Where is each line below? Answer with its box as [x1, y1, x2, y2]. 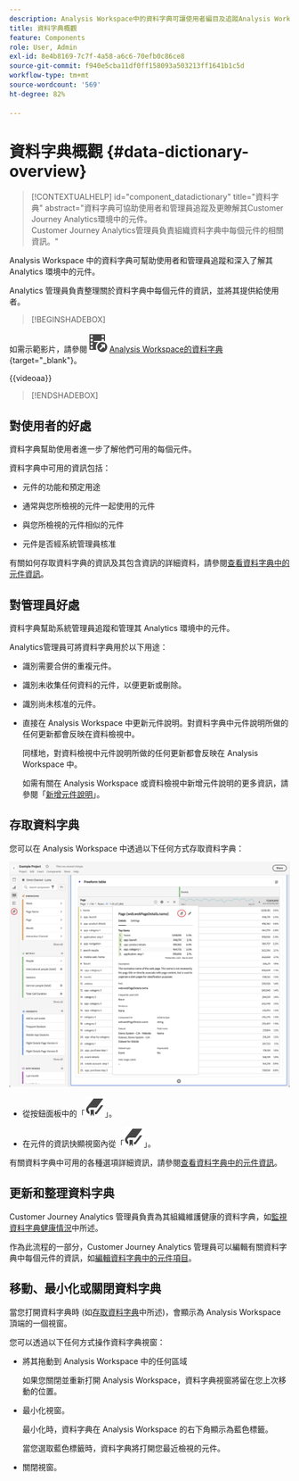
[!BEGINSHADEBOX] [30, 314, 106, 325]
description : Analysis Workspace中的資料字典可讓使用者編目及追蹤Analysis [9, 14, 271, 23]
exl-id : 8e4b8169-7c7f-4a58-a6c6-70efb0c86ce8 [9, 52, 185, 62]
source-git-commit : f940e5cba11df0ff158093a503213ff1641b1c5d [9, 62, 245, 71]
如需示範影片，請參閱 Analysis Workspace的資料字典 [9, 344, 223, 354]
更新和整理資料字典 [9, 1186, 115, 1201]
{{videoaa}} [9, 373, 53, 384]
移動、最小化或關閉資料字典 [9, 1281, 162, 1296]
